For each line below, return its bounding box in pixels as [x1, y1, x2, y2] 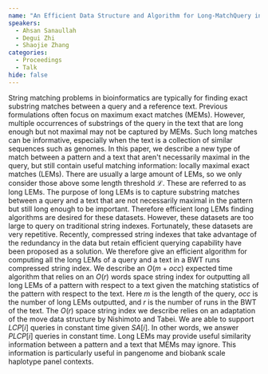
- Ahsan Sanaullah [15, 26, 77, 34]
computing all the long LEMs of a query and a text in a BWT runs [8, 254, 221, 264]
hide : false [8, 71, 48, 79]
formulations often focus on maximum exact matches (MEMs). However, [8, 109, 246, 120]
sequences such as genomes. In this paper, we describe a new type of [8, 144, 241, 153]
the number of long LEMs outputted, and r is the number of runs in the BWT [8, 297, 257, 307]
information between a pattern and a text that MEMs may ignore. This [8, 340, 237, 349]
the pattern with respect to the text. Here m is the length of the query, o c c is [8, 289, 258, 298]
